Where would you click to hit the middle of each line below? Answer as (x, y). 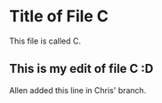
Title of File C (59, 16)
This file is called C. (45, 41)
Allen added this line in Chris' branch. (78, 90)
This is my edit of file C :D (81, 69)
